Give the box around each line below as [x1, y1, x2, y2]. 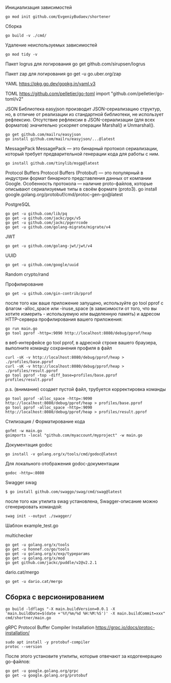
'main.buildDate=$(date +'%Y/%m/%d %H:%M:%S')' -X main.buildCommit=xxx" [5, 610, 166, 616]
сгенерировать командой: [5, 504, 63, 510]
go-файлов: [5, 658, 31, 665]
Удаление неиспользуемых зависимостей [5, 42, 97, 48]
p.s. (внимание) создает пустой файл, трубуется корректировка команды [5, 386, 166, 392]
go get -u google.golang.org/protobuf [5, 673, 88, 678]
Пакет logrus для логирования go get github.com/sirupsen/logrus [5, 61, 145, 67]
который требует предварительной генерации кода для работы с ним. [5, 151, 160, 157]
